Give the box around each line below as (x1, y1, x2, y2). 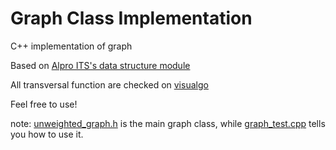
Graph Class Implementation (10, 7, 253, 30)
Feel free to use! (10, 98, 78, 110)
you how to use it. (10, 128, 84, 140)
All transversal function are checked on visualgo (10, 78, 209, 91)
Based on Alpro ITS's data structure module (10, 59, 191, 71)
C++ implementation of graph (10, 40, 133, 52)
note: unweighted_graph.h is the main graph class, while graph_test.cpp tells (10, 117, 326, 129)
